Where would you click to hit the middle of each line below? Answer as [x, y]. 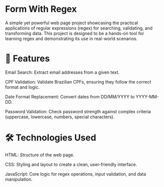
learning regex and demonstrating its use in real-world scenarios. [71, 39]
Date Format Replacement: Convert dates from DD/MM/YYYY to [70, 96]
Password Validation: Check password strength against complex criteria [78, 111]
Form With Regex [41, 9]
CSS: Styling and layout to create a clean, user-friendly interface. [71, 164]
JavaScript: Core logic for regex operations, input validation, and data [76, 174]
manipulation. [19, 179]
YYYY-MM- [147, 96]
